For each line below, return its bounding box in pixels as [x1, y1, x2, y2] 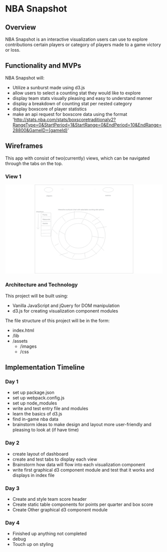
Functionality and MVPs [5, 61, 81, 70]
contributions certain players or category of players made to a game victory [5, 42, 161, 48]
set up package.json [12, 389, 54, 395]
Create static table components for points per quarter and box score [12, 501, 153, 507]
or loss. [5, 47, 21, 53]
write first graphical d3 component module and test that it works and [12, 467, 154, 473]
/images [19, 343, 37, 349]
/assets [12, 338, 28, 344]
